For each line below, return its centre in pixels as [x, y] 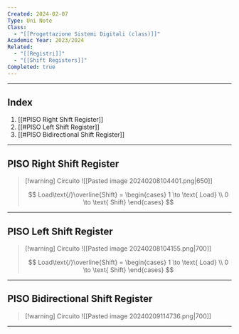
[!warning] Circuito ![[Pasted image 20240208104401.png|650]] [119, 181]
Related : [20, 47]
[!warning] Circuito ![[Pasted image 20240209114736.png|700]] [118, 316]
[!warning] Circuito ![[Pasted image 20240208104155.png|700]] [118, 249]
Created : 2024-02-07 [38, 14]
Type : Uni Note [30, 21]
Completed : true [31, 67]
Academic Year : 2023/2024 [46, 41]
